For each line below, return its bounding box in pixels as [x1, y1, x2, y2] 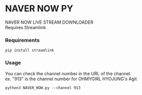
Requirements [5, 36, 40, 43]
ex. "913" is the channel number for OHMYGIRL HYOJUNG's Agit [5, 76, 137, 82]
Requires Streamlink [5, 24, 46, 30]
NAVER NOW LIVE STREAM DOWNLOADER [5, 19, 94, 25]
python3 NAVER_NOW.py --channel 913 [5, 85, 81, 90]
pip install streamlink [5, 48, 54, 53]
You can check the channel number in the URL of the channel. [5, 70, 132, 76]
